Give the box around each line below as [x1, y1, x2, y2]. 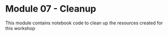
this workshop [5, 25, 35, 31]
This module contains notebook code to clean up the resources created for [5, 20, 163, 26]
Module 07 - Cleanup [5, 3, 97, 15]
